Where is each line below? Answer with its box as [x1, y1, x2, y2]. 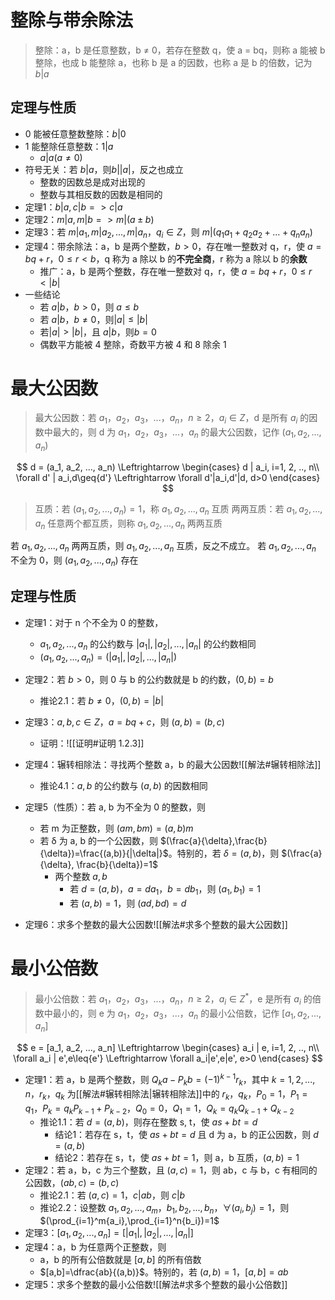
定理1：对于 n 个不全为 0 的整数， [24, 616, 164, 628]
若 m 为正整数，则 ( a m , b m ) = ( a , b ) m [39, 822, 194, 835]
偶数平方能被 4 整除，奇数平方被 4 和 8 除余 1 [39, 338, 227, 350]
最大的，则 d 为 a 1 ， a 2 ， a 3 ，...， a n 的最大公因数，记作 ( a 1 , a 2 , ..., [52, 426, 322, 441]
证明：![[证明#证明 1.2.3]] [39, 737, 145, 750]
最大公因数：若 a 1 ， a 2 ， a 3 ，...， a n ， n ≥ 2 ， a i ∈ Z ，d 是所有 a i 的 [34, 412, 310, 426]
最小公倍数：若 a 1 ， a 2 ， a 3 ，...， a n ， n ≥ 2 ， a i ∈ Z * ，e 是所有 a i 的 [34, 991, 313, 1007]
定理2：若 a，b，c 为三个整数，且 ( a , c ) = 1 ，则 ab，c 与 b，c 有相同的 [24, 1164, 318, 1176]
